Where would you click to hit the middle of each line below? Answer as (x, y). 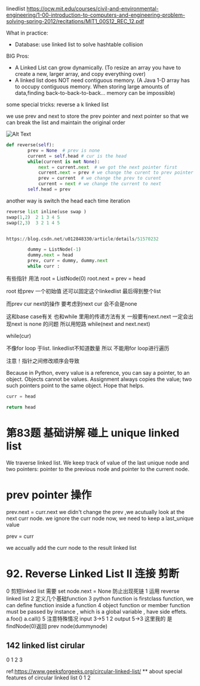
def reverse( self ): (30, 145)
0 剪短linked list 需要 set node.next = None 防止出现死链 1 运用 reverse (93, 591)
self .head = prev (49, 189)
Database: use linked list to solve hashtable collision (79, 44)
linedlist (16, 9)
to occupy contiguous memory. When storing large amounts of (92, 87)
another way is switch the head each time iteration (68, 201)
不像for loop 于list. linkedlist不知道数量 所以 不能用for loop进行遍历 (88, 348)
